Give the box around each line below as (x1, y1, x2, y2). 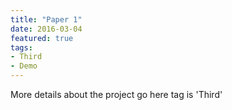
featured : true (10, 33, 74, 43)
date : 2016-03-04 (10, 24, 83, 34)
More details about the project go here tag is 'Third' (10, 89, 223, 100)
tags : (10, 42, 33, 53)
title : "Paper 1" (10, 14, 83, 25)
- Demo (10, 61, 38, 71)
